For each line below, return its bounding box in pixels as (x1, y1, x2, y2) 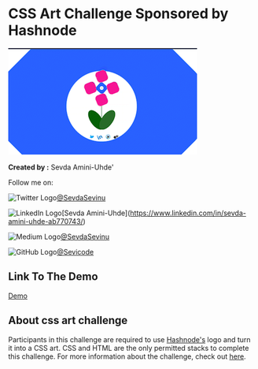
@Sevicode (56, 247, 94, 256)
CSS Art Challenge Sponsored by (8, 5, 229, 23)
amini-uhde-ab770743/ (8, 216, 84, 225)
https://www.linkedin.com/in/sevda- (129, 208, 246, 218)
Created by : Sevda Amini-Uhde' (8, 162, 114, 172)
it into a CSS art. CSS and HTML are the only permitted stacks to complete (8, 343, 249, 352)
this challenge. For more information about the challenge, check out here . (8, 352, 246, 361)
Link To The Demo (8, 270, 98, 284)
